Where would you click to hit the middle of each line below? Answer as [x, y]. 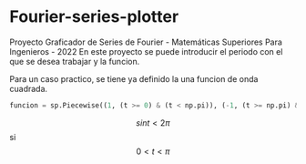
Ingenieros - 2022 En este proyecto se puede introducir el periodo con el [146, 51]
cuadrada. [29, 88]
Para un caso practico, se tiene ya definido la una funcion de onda [134, 78]
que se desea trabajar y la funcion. [75, 61]
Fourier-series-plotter [94, 17]
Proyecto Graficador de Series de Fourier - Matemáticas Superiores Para [146, 42]
